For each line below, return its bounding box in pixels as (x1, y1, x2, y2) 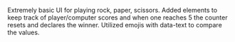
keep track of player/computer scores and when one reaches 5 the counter (7, 13, 228, 22)
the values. (7, 28, 40, 36)
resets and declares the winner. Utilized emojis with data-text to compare (7, 21, 222, 29)
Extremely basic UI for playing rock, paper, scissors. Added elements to (7, 6, 218, 14)
